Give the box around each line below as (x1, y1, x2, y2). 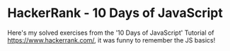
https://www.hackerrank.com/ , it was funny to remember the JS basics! (7, 35, 216, 44)
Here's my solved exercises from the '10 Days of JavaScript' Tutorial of (7, 28, 214, 37)
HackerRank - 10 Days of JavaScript (7, 5, 223, 21)
